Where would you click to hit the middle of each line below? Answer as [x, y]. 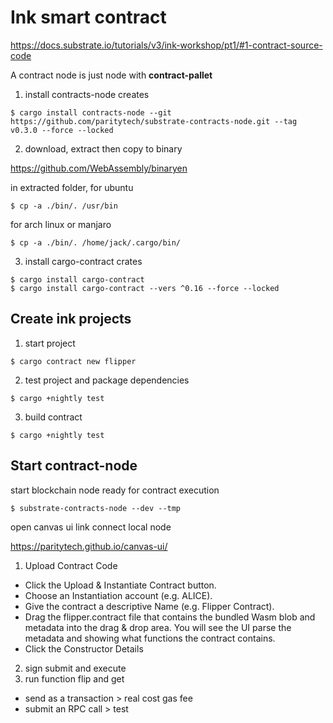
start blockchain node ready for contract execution [115, 490]
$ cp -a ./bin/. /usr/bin [64, 206]
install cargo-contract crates [83, 261]
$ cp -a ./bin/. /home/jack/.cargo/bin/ [96, 242]
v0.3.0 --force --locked [62, 130]
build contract [53, 417]
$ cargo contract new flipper [73, 361]
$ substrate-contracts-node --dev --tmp [96, 508]
